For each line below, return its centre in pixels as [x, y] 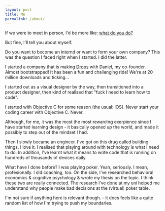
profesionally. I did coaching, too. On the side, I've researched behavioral [79, 172]
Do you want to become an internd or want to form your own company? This [82, 52]
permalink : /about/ [25, 19]
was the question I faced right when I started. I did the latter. [66, 57]
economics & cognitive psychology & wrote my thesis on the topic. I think [79, 178]
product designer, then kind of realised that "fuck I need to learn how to [78, 92]
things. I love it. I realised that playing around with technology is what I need [82, 147]
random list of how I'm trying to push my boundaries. [59, 203]
